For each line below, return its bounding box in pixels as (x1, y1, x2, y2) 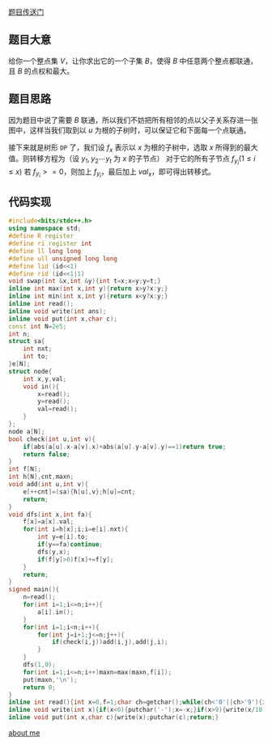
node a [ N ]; (8, 427, 45, 435)
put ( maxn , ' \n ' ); (23, 675, 79, 684)
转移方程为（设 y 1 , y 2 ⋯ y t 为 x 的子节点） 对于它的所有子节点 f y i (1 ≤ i (29, 154, 256, 167)
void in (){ (23, 383, 60, 391)
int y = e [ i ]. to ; (37, 533, 89, 541)
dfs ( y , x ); (37, 548, 70, 556)
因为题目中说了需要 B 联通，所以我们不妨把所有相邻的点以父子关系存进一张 (8, 115, 259, 125)
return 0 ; (23, 683, 57, 692)
